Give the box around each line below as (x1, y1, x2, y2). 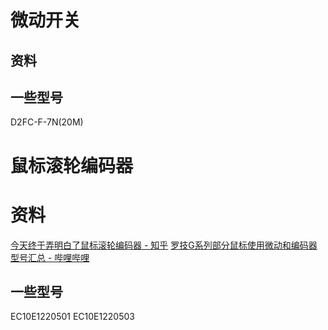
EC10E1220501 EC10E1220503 (10, 311, 135, 323)
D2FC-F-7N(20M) (10, 116, 84, 128)
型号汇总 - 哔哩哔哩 (10, 251, 90, 263)
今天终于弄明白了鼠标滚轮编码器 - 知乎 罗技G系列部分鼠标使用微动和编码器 (10, 239, 318, 251)
